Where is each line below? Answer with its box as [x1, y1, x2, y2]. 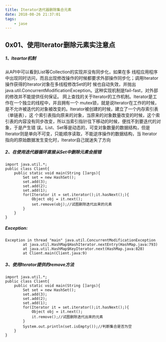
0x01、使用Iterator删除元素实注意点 [5, 41, 116, 49]
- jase [14, 21, 28, 26]
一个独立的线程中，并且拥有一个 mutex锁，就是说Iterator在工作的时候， [13, 99, 160, 105]
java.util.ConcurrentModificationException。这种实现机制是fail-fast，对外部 [5, 87, 158, 93]
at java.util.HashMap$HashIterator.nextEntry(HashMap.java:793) [23, 242, 158, 247]
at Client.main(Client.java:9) [23, 250, 87, 255]
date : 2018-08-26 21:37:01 [5, 12, 61, 17]
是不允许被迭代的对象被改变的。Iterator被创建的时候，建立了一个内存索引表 [5, 106, 159, 112]
